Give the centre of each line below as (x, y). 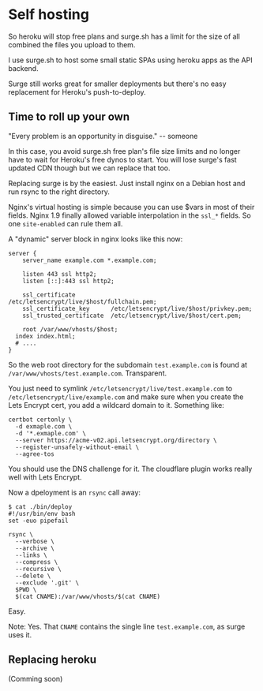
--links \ (31, 555)
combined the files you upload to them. (72, 44)
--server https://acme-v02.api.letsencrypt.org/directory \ (116, 440)
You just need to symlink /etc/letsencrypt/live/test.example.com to (120, 388)
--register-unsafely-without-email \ (77, 447)
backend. (23, 68)
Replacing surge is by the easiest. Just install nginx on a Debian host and (127, 183)
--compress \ (37, 562)
